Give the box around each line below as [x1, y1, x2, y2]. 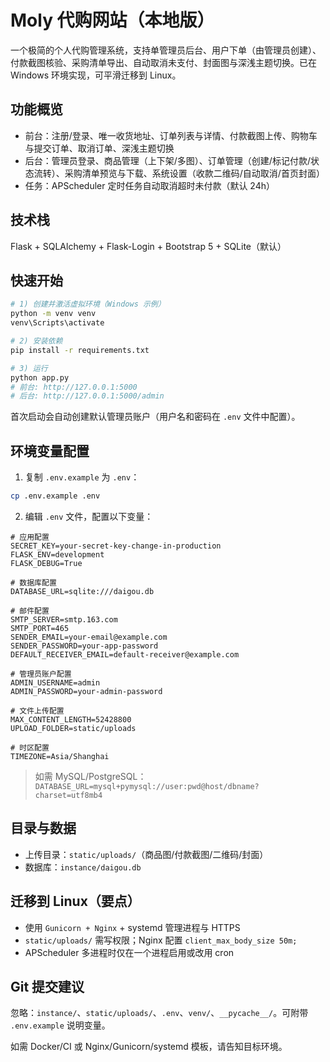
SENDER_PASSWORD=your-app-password [10, 641, 159, 651]
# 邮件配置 [10, 606, 50, 616]
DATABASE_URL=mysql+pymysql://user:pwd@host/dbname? [34, 781, 260, 791]
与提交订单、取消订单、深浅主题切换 [24, 142, 175, 154]
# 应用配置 [10, 532, 50, 542]
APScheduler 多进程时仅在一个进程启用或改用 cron [24, 946, 235, 958]
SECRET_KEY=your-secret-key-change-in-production [10, 541, 222, 551]
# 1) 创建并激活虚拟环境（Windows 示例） [10, 299, 166, 310]
